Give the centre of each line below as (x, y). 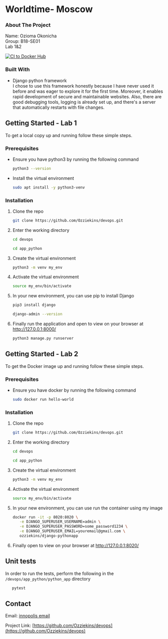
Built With (18, 70)
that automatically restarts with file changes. (58, 107)
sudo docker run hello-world (43, 400)
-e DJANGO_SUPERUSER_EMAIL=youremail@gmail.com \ (72, 531)
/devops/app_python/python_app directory (48, 579)
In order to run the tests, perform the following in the (60, 573)
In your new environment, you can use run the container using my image (88, 508)
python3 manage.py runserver (43, 339)
